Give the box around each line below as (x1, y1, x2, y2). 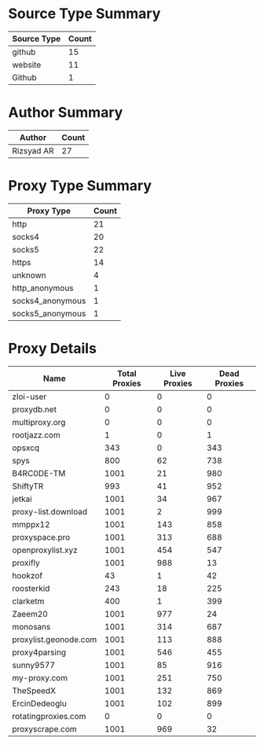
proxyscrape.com (12, 723, 77, 734)
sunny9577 (12, 659, 56, 670)
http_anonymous (12, 282, 74, 293)
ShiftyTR (12, 481, 44, 492)
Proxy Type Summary (8, 177, 152, 195)
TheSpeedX (12, 685, 57, 696)
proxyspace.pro (12, 532, 71, 543)
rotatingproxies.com (12, 710, 86, 721)
